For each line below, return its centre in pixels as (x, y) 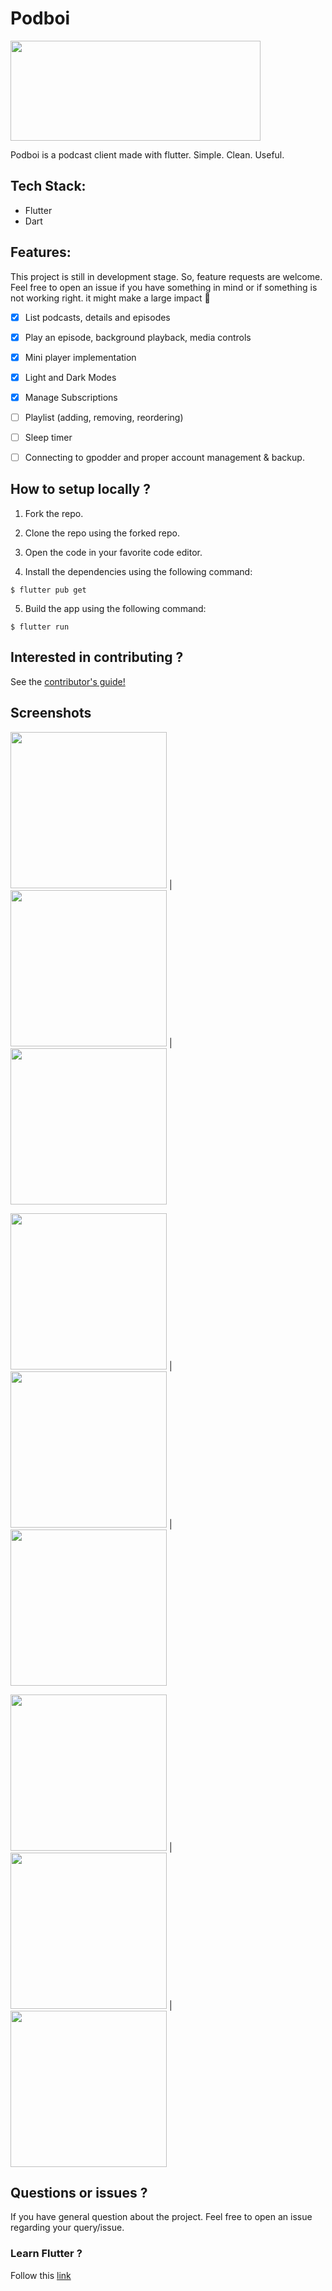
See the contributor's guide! (68, 681)
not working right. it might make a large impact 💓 (110, 298)
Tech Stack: (48, 186)
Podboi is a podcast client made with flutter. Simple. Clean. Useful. (147, 154)
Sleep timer (48, 437)
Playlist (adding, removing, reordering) (104, 417)
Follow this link (41, 2275)
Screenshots (51, 713)
